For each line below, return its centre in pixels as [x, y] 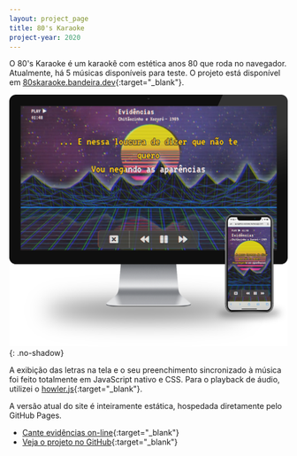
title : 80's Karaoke [47, 28]
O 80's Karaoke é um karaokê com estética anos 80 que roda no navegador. [148, 64]
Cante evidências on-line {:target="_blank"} [100, 432]
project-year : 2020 [45, 37]
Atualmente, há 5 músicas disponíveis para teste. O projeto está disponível [145, 73]
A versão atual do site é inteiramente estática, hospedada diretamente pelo [146, 406]
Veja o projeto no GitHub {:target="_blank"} [100, 442]
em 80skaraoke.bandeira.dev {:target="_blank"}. [97, 82]
